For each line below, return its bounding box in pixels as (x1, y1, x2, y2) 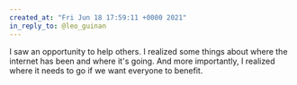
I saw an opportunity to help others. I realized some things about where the (9, 46, 288, 56)
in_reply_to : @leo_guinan (9, 21, 106, 30)
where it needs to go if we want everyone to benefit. (9, 64, 203, 76)
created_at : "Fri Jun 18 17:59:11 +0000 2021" (9, 13, 187, 22)
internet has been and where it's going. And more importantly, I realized (9, 55, 275, 66)
